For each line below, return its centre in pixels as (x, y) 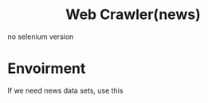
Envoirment (47, 69)
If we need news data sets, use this (65, 90)
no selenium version (41, 36)
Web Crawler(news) (133, 15)
